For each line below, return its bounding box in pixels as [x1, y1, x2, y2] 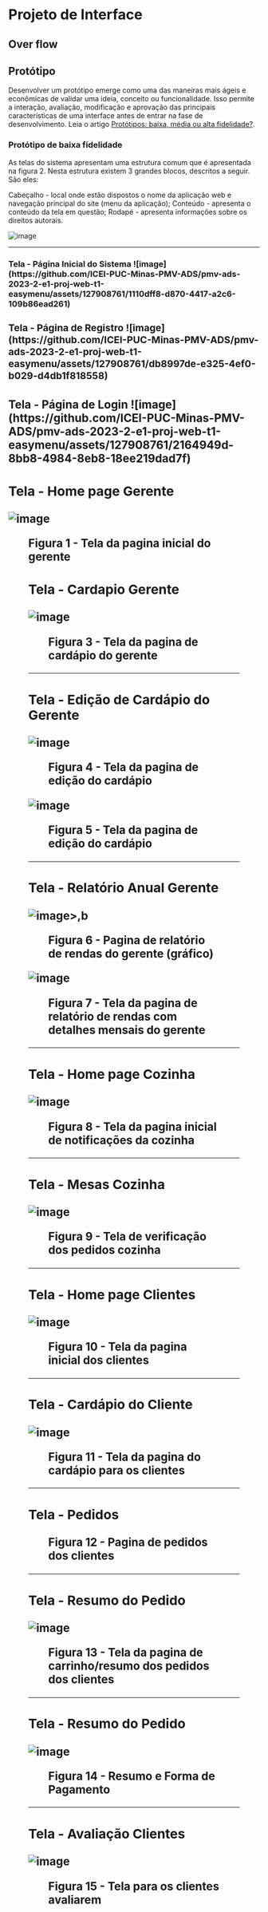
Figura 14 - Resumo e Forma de [48, 1769, 215, 1784]
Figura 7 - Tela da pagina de [48, 995, 198, 1010]
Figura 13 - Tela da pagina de [48, 1645, 203, 1660]
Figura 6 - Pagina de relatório [48, 933, 206, 947]
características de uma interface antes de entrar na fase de [8, 111, 203, 120]
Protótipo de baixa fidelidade [8, 140, 123, 151]
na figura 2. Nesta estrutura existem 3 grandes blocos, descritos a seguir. [8, 166, 250, 176]
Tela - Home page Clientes [28, 1286, 196, 1302]
